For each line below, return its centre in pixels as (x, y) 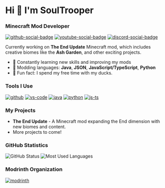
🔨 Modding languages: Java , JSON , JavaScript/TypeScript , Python (84, 67)
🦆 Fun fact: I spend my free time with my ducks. (62, 73)
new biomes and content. (39, 127)
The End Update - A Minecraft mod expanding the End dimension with (86, 122)
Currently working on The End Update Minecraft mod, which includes (78, 47)
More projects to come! (37, 132)
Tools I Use (19, 86)
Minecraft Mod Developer (38, 26)
